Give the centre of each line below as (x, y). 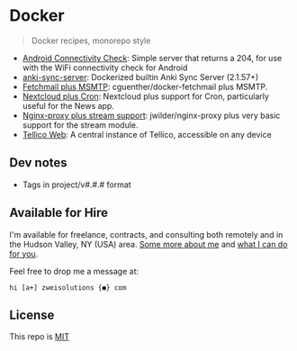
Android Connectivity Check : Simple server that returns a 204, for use (152, 58)
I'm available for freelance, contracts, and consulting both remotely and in (146, 234)
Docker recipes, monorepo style (91, 40)
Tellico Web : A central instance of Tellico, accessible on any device (147, 134)
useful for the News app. (68, 105)
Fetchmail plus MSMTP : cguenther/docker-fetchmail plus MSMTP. (145, 86)
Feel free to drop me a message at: (74, 271)
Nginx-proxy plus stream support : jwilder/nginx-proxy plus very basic (151, 115)
